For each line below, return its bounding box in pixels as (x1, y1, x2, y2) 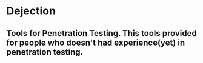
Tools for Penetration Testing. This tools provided (6, 28, 197, 38)
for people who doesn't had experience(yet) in (6, 37, 185, 47)
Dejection (6, 4, 56, 18)
